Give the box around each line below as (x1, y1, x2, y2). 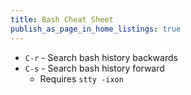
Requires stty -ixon (39, 72, 124, 85)
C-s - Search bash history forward (24, 62, 165, 74)
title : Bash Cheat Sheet (10, 14, 114, 25)
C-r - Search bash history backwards (24, 51, 178, 63)
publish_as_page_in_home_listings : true (10, 24, 182, 34)
